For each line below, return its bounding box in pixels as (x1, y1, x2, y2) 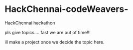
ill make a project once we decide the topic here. (4, 39, 105, 45)
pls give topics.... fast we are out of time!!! (4, 29, 91, 35)
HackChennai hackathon (4, 20, 55, 26)
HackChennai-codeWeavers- (4, 3, 129, 15)
